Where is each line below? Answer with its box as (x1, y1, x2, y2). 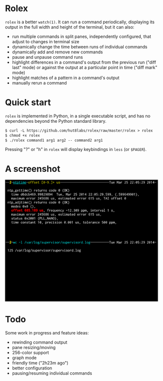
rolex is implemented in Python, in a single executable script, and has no (5, 113, 150, 119)
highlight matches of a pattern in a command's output (12, 75, 120, 81)
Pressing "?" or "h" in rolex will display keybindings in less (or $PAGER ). (5, 146, 147, 152)
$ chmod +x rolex (5, 133, 40, 138)
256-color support (12, 350, 49, 356)
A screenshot (5, 164, 61, 175)
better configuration (12, 365, 52, 371)
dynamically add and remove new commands (12, 49, 103, 55)
